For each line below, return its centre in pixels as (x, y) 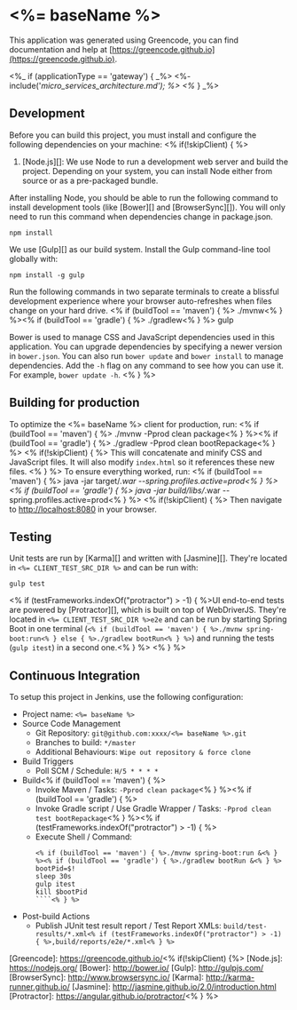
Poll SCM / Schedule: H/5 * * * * (97, 771)
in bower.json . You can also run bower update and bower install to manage (146, 355)
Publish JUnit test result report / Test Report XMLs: (128, 926)
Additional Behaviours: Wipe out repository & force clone (143, 752)
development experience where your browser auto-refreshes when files (141, 301)
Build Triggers (47, 761)
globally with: (34, 258)
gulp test (27, 584)
